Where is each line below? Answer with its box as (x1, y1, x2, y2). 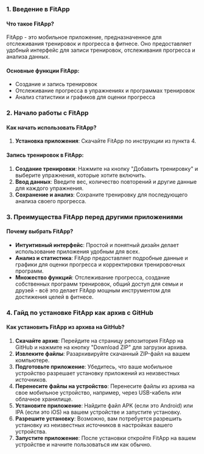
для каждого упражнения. (15, 184, 84, 192)
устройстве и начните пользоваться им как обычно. (15, 441, 152, 448)
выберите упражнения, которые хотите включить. (15, 171, 147, 179)
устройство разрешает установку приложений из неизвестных (15, 369, 180, 377)
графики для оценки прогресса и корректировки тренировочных (15, 261, 186, 268)
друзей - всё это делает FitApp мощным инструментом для (15, 286, 171, 294)
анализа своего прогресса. (15, 197, 86, 204)
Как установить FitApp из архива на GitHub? (6, 323, 125, 331)
